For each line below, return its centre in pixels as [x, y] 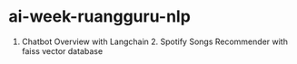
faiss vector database [62, 50]
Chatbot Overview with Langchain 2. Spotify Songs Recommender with [154, 41]
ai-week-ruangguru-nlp [100, 17]
